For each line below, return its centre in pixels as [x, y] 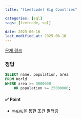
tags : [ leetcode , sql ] [28, 23]
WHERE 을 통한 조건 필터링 [35, 111]
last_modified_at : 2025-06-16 [36, 36]
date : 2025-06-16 [23, 32]
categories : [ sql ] [24, 18]
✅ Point [13, 99]
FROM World [16, 79]
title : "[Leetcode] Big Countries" [41, 9]
